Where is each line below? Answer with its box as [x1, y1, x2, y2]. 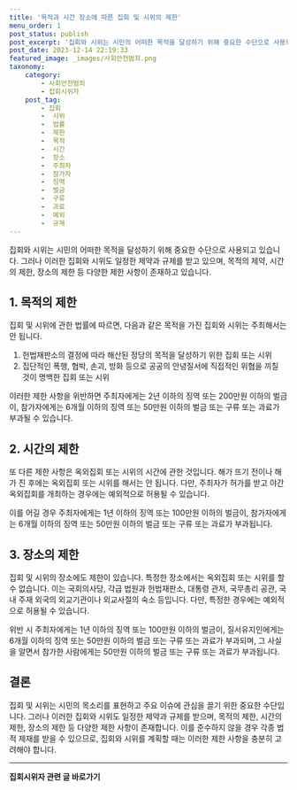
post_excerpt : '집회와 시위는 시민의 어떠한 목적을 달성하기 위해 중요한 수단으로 [9, 37, 270, 47]
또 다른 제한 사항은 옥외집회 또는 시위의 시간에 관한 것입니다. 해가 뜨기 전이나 [9, 467, 273, 477]
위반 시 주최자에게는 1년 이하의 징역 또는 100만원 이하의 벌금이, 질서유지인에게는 [9, 623, 285, 634]
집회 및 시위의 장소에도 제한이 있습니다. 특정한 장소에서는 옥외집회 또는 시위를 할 [9, 572, 286, 583]
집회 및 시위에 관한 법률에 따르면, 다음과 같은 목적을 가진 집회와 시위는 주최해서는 [9, 320, 287, 330]
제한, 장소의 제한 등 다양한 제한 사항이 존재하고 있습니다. [18, 267, 212, 277]
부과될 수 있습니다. [9, 413, 73, 423]
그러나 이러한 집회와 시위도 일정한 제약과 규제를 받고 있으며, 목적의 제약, [20, 255, 268, 266]
